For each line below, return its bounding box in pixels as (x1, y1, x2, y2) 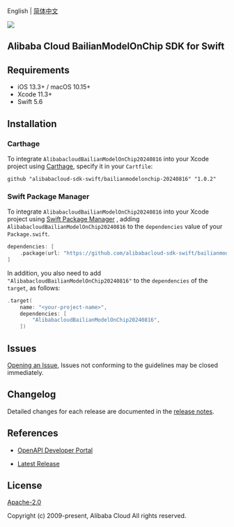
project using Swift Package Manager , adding (7, 215, 140, 223)
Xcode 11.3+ (17, 90, 52, 98)
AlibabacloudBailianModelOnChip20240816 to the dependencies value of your (7, 223, 223, 231)
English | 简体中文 (7, 7, 58, 15)
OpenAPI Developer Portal (17, 446, 93, 454)
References (7, 427, 58, 439)
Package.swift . (7, 230, 50, 238)
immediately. (7, 369, 44, 376)
